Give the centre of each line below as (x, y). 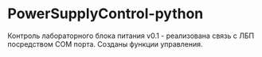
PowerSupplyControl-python (106, 14)
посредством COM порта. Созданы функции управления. (106, 44)
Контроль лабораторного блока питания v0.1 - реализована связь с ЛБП (131, 36)
